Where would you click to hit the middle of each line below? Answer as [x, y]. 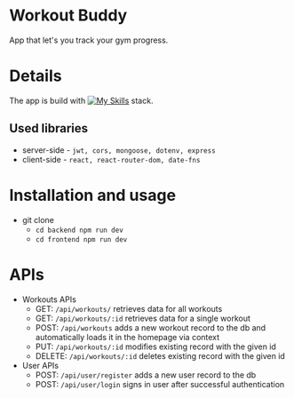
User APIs [40, 365]
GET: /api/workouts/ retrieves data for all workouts [129, 308]
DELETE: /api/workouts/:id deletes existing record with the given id [160, 355]
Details [36, 76]
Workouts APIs [49, 299]
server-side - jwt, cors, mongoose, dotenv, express [119, 150]
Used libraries [49, 128]
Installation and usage [92, 195]
